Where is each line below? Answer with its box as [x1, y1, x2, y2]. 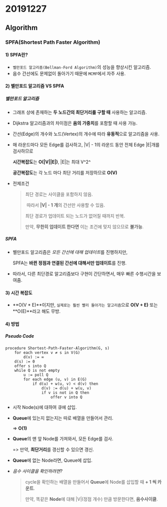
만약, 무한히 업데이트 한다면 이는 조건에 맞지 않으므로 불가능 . [25, 224, 144, 230]
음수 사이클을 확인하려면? [12, 468, 63, 474]
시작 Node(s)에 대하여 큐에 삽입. [12, 404, 77, 410]
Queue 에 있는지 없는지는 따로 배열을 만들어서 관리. [12, 415, 114, 421]
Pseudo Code [5, 333, 34, 339]
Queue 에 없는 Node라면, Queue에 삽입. [12, 457, 93, 463]
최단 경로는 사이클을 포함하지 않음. [25, 191, 93, 197]
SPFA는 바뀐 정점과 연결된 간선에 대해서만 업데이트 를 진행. [12, 260, 127, 266]
